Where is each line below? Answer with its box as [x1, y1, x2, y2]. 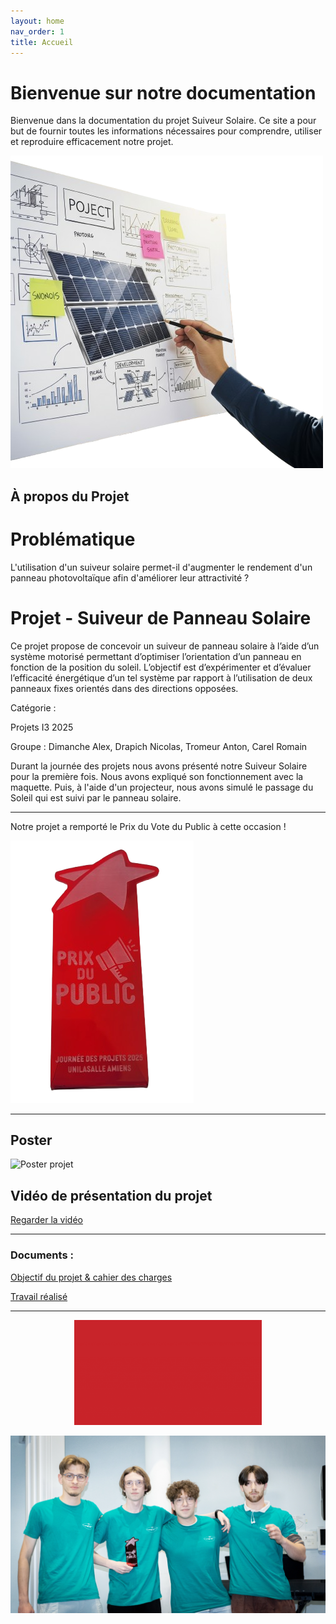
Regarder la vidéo [10, 1214, 83, 1226]
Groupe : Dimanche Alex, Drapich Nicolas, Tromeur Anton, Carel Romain [10, 740, 308, 752]
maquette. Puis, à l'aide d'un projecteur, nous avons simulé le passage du [10, 781, 314, 793]
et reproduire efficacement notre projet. [10, 136, 174, 148]
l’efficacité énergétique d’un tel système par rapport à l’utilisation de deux [10, 671, 313, 684]
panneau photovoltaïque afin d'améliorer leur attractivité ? [10, 571, 250, 584]
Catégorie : [10, 701, 57, 714]
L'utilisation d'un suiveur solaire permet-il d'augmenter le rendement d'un [10, 561, 313, 573]
